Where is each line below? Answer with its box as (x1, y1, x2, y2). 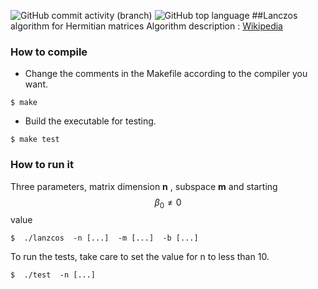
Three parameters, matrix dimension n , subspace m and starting (10, 180, 278, 192)
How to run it (10, 158, 74, 172)
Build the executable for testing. (24, 115, 157, 127)
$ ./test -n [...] (10, 270, 97, 280)
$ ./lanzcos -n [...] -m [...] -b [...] (10, 233, 199, 244)
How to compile (10, 45, 88, 59)
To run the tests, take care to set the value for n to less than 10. (10, 251, 270, 263)
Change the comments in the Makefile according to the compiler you (24, 68, 308, 80)
